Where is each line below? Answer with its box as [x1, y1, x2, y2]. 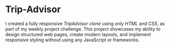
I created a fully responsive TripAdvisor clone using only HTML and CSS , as [5, 20, 165, 27]
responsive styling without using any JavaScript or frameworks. [5, 37, 140, 43]
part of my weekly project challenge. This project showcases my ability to [5, 26, 161, 32]
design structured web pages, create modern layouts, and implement [5, 31, 151, 37]
